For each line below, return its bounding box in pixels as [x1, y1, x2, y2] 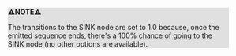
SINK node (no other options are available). [8, 39, 148, 48]
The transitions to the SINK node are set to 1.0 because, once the [8, 23, 220, 32]
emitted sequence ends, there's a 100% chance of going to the [8, 31, 213, 40]
